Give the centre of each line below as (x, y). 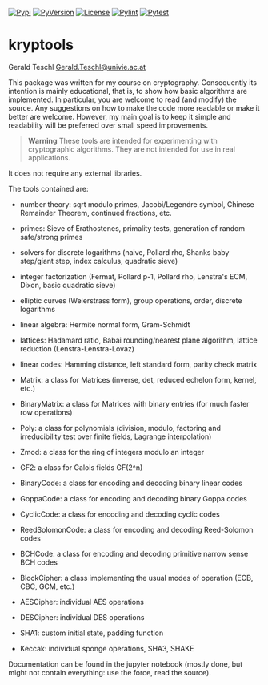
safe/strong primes (51, 237)
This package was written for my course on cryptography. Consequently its (133, 82)
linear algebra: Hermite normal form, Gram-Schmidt (105, 324)
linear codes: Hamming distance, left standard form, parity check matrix (138, 364)
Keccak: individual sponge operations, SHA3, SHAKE (107, 648)
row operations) (46, 412)
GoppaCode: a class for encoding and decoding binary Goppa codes (134, 498)
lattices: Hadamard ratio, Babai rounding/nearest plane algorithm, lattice (138, 340)
